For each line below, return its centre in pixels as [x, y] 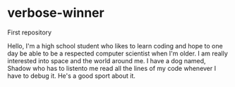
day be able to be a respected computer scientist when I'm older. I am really [117, 53]
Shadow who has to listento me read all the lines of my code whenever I [112, 68]
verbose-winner [56, 13]
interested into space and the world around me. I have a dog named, [107, 60]
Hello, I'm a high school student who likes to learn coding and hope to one [115, 46]
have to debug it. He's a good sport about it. [72, 76]
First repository [29, 32]
